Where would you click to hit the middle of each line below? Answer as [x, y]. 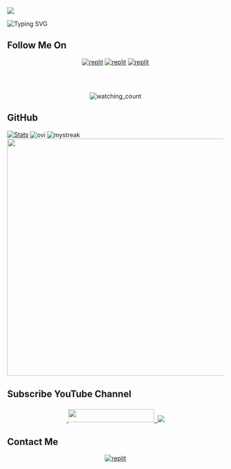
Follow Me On [37, 45]
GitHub [23, 118]
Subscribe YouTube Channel [69, 393]
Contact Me [33, 442]
